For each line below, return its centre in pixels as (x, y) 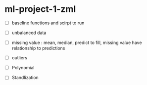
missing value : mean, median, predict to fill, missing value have (77, 42)
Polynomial (23, 68)
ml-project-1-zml (40, 9)
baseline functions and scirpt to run (48, 23)
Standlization (25, 78)
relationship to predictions (38, 48)
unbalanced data (29, 33)
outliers (20, 58)
